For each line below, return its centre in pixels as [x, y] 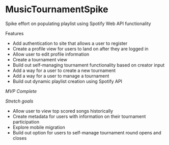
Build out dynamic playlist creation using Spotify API [67, 81]
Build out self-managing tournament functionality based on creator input [89, 65]
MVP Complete [21, 91]
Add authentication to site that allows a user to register [70, 43]
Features [15, 33]
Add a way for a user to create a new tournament [64, 70]
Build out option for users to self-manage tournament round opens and [87, 132]
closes [20, 138]
